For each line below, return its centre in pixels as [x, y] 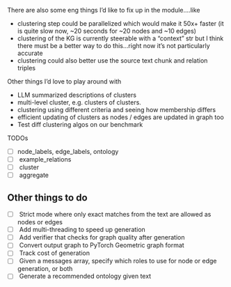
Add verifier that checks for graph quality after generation [102, 238]
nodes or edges [40, 222]
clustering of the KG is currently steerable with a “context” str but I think [120, 38]
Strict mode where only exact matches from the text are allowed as [115, 215]
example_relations [45, 160]
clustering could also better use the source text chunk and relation [112, 61]
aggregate [34, 175]
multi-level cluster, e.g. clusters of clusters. [79, 102]
